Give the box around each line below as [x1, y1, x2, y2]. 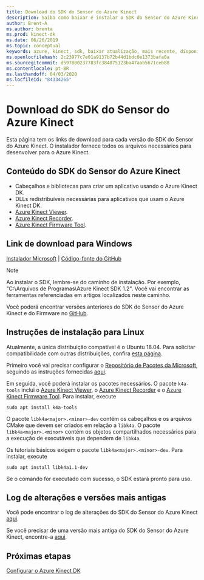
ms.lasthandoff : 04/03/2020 [6, 71, 78, 77]
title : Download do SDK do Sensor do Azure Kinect [6, 9, 137, 15]
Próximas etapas [6, 551, 71, 561]
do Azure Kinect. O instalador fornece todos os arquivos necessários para [6, 142, 192, 149]
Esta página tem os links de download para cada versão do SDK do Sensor [6, 136, 194, 143]
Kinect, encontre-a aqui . [6, 533, 67, 541]
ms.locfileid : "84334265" [6, 77, 72, 83]
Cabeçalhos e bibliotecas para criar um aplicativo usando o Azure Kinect [15, 182, 197, 189]
